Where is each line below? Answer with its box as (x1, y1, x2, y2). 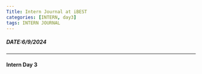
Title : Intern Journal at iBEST (6, 8, 87, 15)
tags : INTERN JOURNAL (6, 20, 61, 26)
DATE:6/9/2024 (6, 38, 47, 45)
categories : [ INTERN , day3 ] (6, 14, 77, 20)
